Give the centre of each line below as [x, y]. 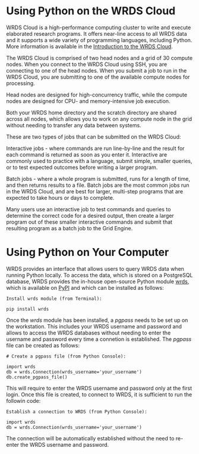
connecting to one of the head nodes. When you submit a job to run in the [97, 70]
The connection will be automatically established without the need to [90, 438]
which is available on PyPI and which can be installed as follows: [85, 287]
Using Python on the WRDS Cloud [91, 11]
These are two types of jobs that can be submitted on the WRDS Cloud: [94, 137]
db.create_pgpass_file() [37, 377]
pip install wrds [28, 309]
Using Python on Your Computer [88, 253]
